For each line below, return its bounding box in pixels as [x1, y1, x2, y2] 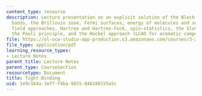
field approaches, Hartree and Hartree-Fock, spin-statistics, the [11, 25, 185, 32]
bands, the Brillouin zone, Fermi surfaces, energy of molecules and [11, 20, 189, 26]
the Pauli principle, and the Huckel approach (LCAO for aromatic [11, 31, 182, 37]
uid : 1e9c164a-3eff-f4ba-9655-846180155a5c [6, 81, 117, 87]
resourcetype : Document [6, 70, 66, 76]
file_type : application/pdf [6, 42, 77, 48]
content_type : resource [6, 8, 66, 15]
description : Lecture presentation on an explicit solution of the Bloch [6, 14, 195, 20]
